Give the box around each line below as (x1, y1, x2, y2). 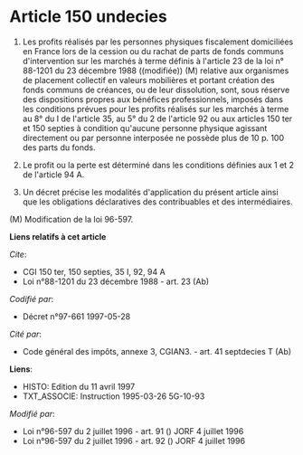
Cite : (9, 249, 27, 260)
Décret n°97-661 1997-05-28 (22, 310, 131, 322)
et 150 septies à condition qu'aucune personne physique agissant (22, 122, 268, 133)
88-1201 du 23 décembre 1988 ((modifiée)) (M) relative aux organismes (22, 65, 289, 76)
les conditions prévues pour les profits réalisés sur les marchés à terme (22, 103, 289, 114)
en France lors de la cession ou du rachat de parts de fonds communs (22, 45, 285, 56)
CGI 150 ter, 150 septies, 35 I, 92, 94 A (22, 266, 166, 277)
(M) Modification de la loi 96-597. (9, 213, 134, 224)
